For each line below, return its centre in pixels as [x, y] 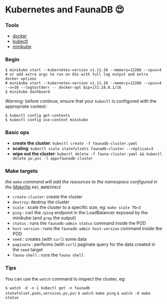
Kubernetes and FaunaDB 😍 [65, 10]
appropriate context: [26, 106]
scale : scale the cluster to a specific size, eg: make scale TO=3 [77, 207]
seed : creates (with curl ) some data [50, 239]
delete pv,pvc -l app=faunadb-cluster [53, 158]
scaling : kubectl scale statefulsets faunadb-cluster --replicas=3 [83, 149]
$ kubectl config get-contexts [38, 115]
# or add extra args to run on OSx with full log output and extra [77, 74]
